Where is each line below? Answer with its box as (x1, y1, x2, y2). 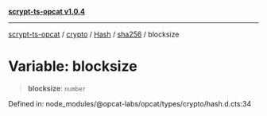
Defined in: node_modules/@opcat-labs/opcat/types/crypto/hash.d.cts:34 (8, 99, 252, 108)
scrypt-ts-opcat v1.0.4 (8, 7, 86, 16)
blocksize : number (27, 83, 87, 93)
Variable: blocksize (8, 57, 137, 75)
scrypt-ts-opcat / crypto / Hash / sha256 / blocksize (8, 29, 180, 39)
